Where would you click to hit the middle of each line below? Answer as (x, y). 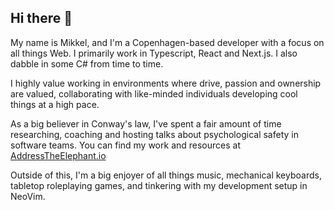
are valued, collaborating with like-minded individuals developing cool (154, 93)
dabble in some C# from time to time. (87, 63)
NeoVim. (28, 196)
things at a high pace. (55, 104)
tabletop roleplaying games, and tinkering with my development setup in (159, 185)
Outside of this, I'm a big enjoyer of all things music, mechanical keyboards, (166, 175)
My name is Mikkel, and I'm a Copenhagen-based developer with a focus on (167, 42)
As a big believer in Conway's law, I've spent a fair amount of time (146, 123)
